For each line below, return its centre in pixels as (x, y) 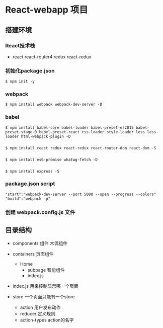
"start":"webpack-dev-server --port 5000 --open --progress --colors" (81, 194)
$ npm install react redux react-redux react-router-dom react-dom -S (81, 148)
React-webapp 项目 (47, 10)
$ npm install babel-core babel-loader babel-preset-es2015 (70, 128)
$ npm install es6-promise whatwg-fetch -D (52, 159)
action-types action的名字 (47, 320)
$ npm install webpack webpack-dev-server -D (54, 105)
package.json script (30, 184)
